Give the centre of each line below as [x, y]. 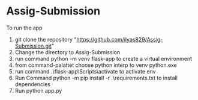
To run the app [24, 28]
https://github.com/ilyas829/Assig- [120, 39]
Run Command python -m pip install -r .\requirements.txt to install [96, 78]
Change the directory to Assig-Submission [67, 52]
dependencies [33, 84]
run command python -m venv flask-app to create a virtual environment [103, 58]
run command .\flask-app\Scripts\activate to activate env [85, 71]
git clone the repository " [46, 39]
